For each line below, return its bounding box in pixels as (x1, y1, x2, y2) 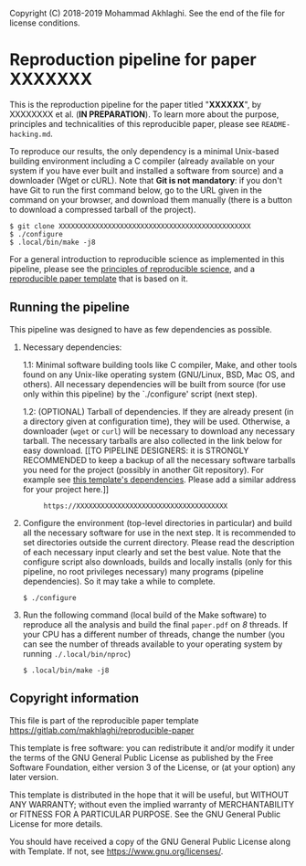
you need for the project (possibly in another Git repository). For (22, 464, 264, 475)
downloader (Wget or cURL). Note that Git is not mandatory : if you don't (9, 174, 283, 185)
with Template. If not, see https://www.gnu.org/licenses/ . (9, 845, 224, 857)
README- (261, 120, 290, 129)
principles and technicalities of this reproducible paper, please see (9, 118, 260, 129)
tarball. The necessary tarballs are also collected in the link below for (22, 435, 283, 446)
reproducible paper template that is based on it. (9, 273, 189, 284)
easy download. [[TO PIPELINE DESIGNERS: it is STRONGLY (22, 445, 249, 456)
